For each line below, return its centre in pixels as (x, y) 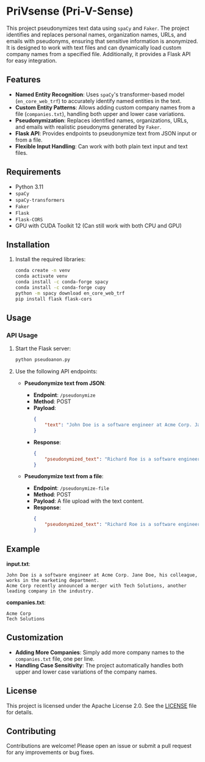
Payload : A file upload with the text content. (89, 501)
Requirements (34, 172)
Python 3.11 (29, 187)
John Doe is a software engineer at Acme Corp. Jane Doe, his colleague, (102, 575)
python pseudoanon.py (42, 360)
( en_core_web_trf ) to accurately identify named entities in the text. (98, 101)
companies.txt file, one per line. (55, 659)
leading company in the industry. (50, 591)
